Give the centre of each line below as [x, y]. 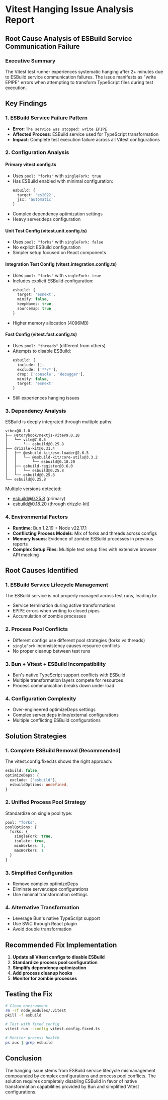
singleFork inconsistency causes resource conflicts [66, 646]
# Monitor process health [32, 1038]
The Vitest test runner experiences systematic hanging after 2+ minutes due [84, 71]
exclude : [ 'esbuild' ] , [33, 780]
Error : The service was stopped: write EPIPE [60, 129]
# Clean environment [27, 1006]
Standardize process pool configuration [55, 962]
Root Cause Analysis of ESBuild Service [69, 38]
